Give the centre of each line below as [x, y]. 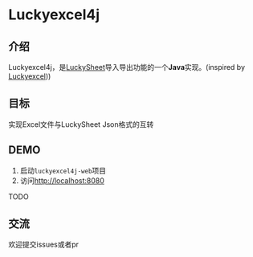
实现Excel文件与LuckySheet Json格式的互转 [81, 124]
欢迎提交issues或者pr [43, 245]
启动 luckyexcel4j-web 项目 [63, 170]
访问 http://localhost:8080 [62, 180]
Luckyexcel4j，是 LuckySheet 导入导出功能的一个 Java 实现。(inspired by [127, 67]
